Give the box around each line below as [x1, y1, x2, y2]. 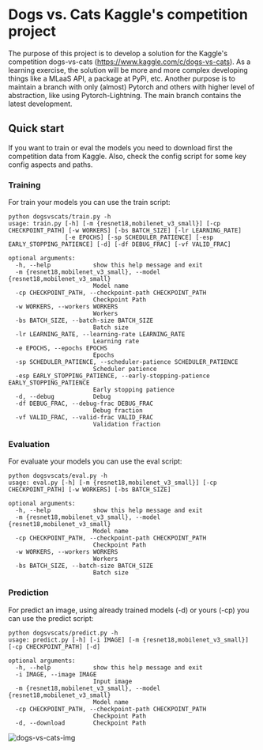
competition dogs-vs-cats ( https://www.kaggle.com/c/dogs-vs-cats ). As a [8, 57, 251, 66]
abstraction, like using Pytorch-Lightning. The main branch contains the [8, 90, 242, 100]
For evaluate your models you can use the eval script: [8, 456, 182, 466]
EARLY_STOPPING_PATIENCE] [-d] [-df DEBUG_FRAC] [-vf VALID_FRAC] [8, 241, 231, 248]
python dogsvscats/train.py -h [8, 213, 111, 221]
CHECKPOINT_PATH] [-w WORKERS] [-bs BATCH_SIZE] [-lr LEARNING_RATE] [8, 227, 242, 235]
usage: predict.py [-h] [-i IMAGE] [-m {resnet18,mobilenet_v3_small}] [8, 635, 249, 644]
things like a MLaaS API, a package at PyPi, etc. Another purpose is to [8, 74, 235, 83]
